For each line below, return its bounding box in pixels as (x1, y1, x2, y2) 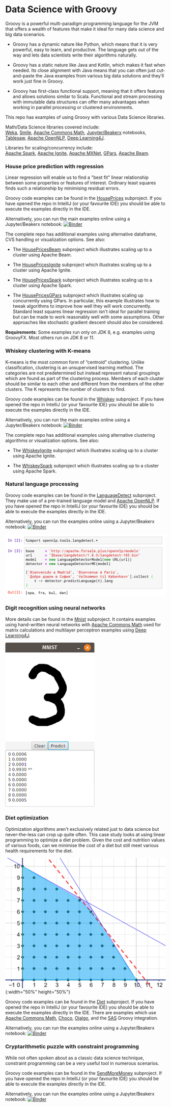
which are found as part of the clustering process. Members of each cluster (5, 375, 164, 381)
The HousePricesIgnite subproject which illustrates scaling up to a (12, 261, 152, 268)
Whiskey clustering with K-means (5, 348, 91, 355)
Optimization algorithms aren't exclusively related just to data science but (5, 826, 159, 832)
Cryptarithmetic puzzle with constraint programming (5, 1043, 139, 1050)
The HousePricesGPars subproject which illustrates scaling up (12, 292, 144, 299)
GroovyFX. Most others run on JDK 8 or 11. (5, 335, 95, 341)
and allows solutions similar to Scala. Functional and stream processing (12, 93, 162, 99)
